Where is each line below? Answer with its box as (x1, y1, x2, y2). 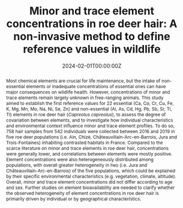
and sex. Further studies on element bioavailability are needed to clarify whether (5, 184, 175, 191)
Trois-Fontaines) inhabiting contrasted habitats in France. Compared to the (5, 139, 163, 146)
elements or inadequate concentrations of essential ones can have (26, 83, 166, 89)
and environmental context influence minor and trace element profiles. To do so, (5, 122, 175, 129)
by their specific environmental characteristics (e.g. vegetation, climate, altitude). (5, 173, 177, 179)
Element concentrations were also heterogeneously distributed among (5, 156, 154, 162)
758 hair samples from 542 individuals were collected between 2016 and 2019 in (5, 128, 175, 134)
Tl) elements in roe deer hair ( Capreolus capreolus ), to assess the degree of (5, 111, 166, 117)
